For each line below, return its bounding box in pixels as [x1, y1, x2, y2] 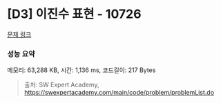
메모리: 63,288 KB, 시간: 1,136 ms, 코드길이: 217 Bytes [7, 66, 156, 74]
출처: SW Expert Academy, [23, 80, 99, 89]
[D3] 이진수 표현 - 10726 [7, 6, 142, 22]
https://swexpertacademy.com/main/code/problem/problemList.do [23, 89, 215, 97]
